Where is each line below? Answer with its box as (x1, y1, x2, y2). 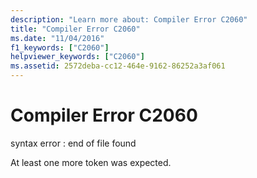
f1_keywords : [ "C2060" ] (10, 42, 110, 53)
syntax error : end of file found (10, 137, 137, 149)
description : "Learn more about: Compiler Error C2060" (10, 14, 248, 25)
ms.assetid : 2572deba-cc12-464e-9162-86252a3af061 (10, 61, 226, 71)
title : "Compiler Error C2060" (10, 24, 141, 34)
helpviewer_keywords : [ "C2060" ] (10, 52, 145, 62)
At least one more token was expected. (10, 156, 172, 168)
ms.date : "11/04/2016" (10, 33, 105, 43)
